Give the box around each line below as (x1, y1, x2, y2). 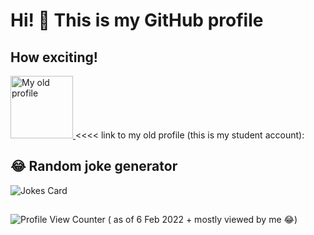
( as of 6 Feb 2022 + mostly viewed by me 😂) (107, 214, 298, 226)
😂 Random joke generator (10, 158, 178, 175)
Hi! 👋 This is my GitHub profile (10, 9, 264, 32)
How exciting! (10, 49, 98, 66)
